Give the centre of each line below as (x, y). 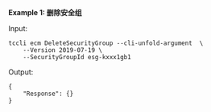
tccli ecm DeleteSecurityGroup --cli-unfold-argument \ (106, 43)
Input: (18, 28)
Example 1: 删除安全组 (45, 12)
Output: (21, 72)
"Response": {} (48, 94)
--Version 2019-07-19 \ (63, 50)
